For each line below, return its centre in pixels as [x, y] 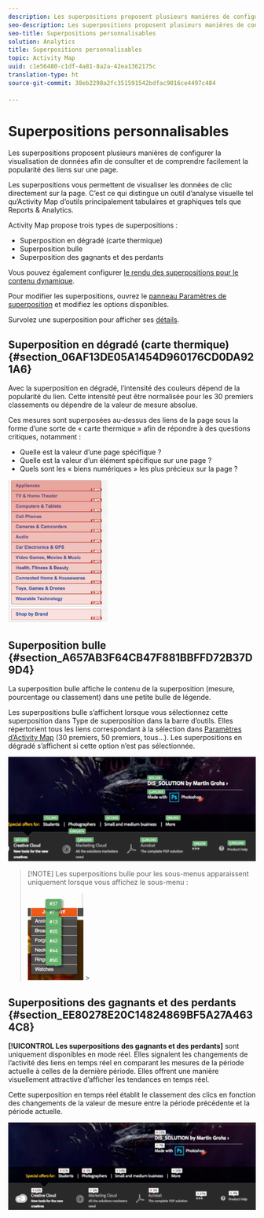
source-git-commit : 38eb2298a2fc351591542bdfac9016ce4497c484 [112, 83]
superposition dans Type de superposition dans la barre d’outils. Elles [121, 721]
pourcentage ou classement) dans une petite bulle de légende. [110, 698]
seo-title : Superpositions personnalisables [82, 33]
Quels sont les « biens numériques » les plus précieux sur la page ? [128, 469]
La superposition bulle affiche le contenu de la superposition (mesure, [121, 689]
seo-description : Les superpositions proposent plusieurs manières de [126, 25]
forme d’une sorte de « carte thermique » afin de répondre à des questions [129, 428]
